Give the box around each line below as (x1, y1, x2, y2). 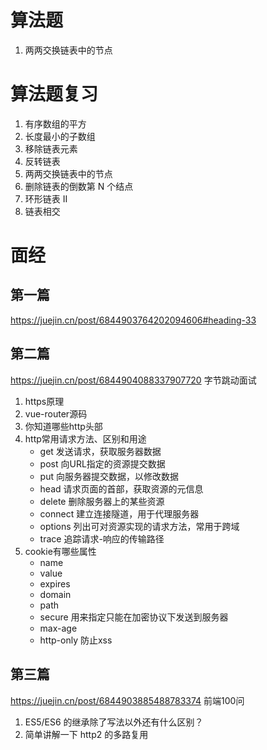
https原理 (24, 395, 65, 407)
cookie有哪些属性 (24, 545, 97, 557)
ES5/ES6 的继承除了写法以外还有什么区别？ (24, 716, 204, 728)
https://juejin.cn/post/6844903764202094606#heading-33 (10, 314, 257, 326)
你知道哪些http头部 (24, 420, 103, 432)
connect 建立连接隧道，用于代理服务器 (39, 507, 200, 520)
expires (39, 577, 71, 590)
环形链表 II (24, 192, 68, 205)
